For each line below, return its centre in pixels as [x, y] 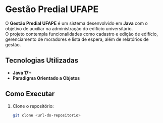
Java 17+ [22, 73]
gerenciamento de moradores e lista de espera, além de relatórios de [77, 39]
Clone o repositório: [33, 106]
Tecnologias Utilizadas [42, 61]
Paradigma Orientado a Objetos [46, 78]
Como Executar [30, 94]
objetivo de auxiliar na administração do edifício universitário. [69, 28]
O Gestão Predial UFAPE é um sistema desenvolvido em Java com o [76, 23]
